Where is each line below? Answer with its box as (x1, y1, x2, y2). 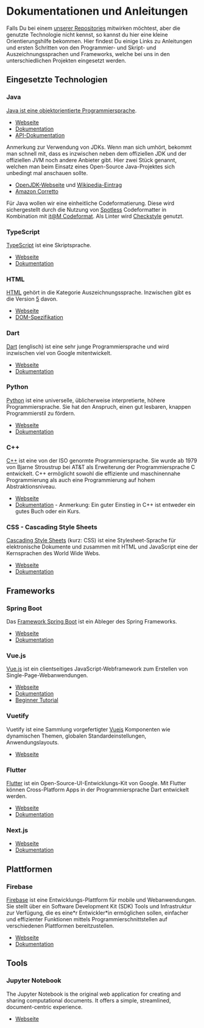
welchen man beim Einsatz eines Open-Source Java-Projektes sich (6, 163, 175, 170)
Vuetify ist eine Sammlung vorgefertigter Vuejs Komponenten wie (6, 725, 171, 733)
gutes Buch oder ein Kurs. (15, 508, 81, 515)
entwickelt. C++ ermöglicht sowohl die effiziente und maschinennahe (6, 470, 181, 477)
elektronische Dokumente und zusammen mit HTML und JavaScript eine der (6, 543, 199, 550)
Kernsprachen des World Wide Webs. (6, 550, 100, 557)
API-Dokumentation (15, 131, 65, 138)
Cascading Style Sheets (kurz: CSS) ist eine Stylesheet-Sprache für (6, 537, 177, 544)
